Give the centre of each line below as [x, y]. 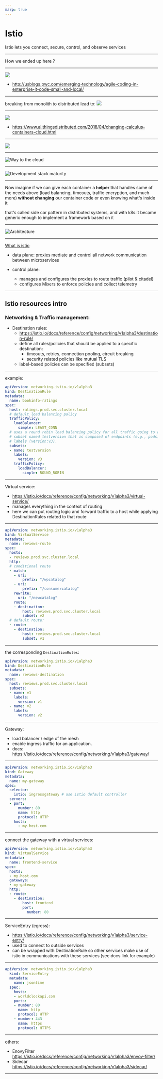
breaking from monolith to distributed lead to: [50, 104]
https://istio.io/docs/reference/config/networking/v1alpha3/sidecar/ [80, 1066]
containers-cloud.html [34, 132]
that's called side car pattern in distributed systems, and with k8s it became [81, 212]
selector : [19, 790]
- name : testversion [30, 450]
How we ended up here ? [30, 61]
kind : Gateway [19, 772]
